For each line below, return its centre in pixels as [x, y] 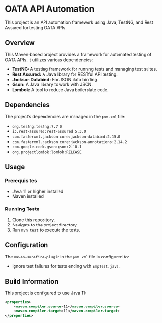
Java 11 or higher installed [38, 191]
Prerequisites [21, 180]
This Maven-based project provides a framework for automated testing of [78, 54]
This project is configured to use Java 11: [45, 293]
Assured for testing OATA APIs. [36, 27]
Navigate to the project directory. [45, 225]
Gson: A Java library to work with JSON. [52, 84]
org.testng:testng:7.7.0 [37, 126]
